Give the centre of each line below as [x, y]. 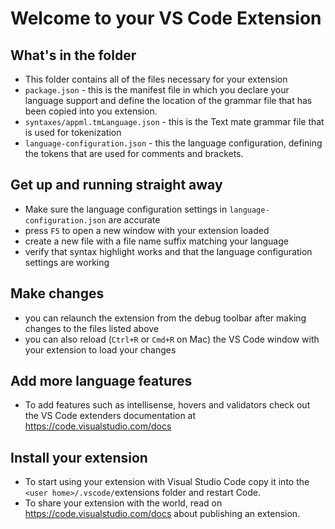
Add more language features [101, 381]
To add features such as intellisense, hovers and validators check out [167, 405]
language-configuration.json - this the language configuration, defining [173, 143]
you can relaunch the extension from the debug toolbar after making [165, 318]
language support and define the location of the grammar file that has [168, 100]
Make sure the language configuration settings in [126, 209]
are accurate [134, 219]
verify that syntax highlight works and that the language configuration [168, 251]
